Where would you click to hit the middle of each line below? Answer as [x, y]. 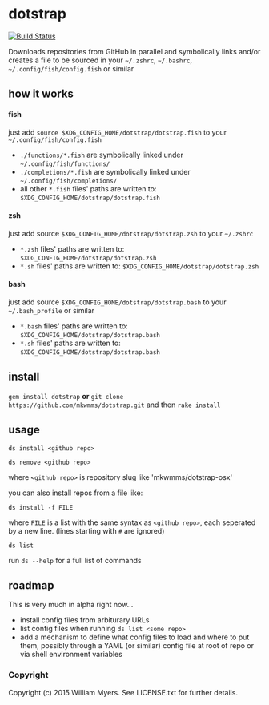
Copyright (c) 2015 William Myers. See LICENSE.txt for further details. [123, 692]
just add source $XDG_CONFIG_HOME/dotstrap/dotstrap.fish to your [118, 132]
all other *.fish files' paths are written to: [88, 188]
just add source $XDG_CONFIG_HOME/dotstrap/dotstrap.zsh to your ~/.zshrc [131, 233]
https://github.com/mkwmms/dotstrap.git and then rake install [114, 405]
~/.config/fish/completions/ [68, 181]
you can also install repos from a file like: [76, 493]
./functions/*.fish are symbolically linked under [102, 155]
